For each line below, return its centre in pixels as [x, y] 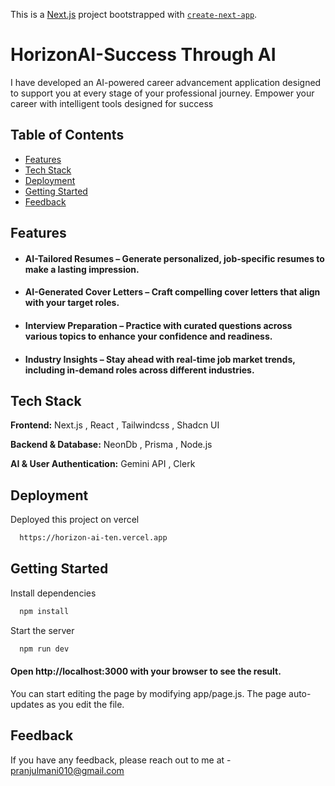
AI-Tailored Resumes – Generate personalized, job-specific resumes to [174, 258]
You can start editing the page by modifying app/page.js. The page [148, 693]
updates [27, 704]
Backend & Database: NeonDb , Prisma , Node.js [111, 445]
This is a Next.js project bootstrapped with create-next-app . [134, 14]
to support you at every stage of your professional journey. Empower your [162, 93]
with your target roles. [72, 303]
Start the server [42, 630]
